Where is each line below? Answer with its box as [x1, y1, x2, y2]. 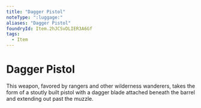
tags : [6, 31, 20, 37]
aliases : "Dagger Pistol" [6, 20, 71, 26]
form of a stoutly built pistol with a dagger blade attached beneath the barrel [6, 88, 195, 96]
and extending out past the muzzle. [6, 95, 94, 102]
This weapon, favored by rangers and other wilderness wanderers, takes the [6, 82, 196, 89]
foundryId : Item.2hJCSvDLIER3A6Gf [6, 25, 93, 32]
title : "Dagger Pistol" [6, 8, 66, 15]
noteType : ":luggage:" [6, 14, 63, 20]
